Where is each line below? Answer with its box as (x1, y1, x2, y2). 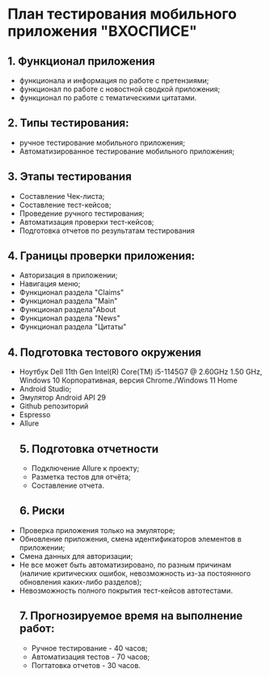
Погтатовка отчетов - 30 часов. (31, 660, 141, 670)
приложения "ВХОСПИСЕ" (7, 22, 197, 40)
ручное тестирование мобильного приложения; (19, 138, 185, 147)
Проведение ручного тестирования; (19, 208, 145, 218)
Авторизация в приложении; (19, 270, 118, 280)
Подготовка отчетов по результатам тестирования (19, 226, 195, 235)
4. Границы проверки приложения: (7, 249, 196, 263)
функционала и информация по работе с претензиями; (19, 76, 209, 85)
